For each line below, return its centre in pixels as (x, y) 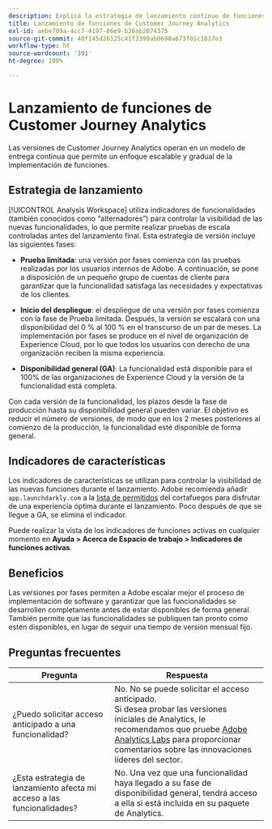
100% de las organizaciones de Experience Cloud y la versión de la (132, 377)
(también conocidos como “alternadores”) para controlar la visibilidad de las (136, 218)
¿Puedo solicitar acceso (58, 714)
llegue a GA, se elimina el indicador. (68, 515)
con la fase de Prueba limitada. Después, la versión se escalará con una (140, 318)
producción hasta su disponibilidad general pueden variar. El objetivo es (129, 410)
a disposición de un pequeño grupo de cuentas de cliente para (125, 277)
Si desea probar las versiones (171, 709)
